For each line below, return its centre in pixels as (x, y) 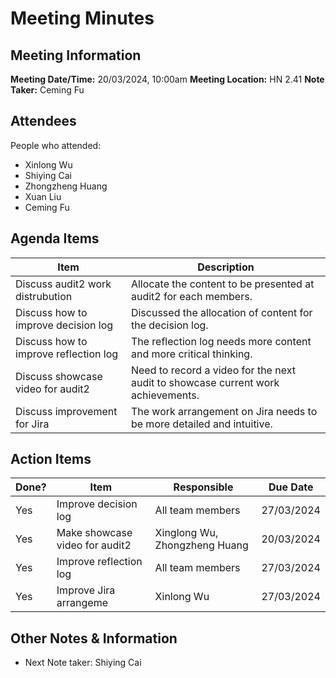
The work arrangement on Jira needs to (224, 411)
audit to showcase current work (205, 382)
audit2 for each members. (191, 296)
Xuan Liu (43, 196)
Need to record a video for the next (213, 370)
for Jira (32, 424)
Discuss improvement (66, 411)
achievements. (165, 395)
